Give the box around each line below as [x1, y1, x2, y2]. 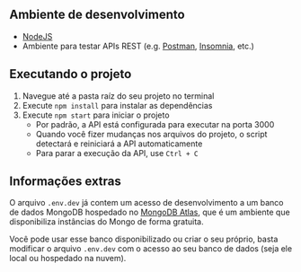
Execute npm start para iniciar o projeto [22, 110, 170, 120]
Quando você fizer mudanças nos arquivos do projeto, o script [35, 128, 268, 139]
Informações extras [9, 174, 121, 189]
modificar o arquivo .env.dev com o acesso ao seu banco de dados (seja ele [9, 243, 293, 254]
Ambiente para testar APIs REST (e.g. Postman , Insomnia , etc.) [22, 40, 254, 51]
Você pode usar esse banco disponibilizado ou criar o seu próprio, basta [9, 233, 279, 245]
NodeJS [22, 31, 53, 41]
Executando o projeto [9, 66, 132, 82]
